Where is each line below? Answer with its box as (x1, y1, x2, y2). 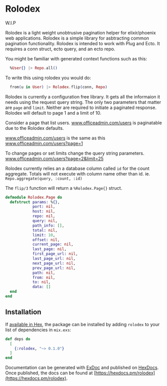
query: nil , (32, 219, 58, 224)
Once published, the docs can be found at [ (5, 370, 96, 376)
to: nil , (32, 279, 51, 285)
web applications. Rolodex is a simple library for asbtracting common (5, 35, 149, 41)
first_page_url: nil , (32, 252, 78, 257)
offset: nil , (32, 237, 60, 242)
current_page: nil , (32, 242, 73, 247)
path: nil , (32, 270, 56, 275)
